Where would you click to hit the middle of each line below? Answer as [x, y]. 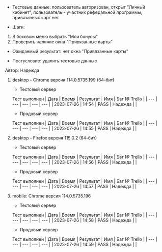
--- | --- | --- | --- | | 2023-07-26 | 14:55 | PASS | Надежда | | [74, 128]
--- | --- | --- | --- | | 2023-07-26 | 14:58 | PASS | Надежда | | [74, 220]
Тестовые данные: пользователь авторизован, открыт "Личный [79, 7]
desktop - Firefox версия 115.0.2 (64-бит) [54, 138]
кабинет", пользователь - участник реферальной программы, [77, 12]
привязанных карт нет [36, 17]
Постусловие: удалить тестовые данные [54, 61]
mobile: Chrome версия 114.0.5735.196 [52, 196]
